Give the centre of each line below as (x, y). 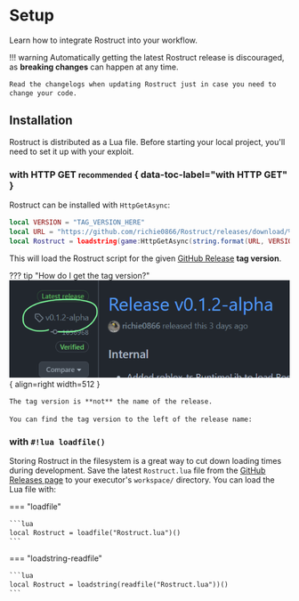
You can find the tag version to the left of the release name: (131, 419)
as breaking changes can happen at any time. (94, 67)
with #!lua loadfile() (57, 442)
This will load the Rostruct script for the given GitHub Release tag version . (145, 258)
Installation (41, 121)
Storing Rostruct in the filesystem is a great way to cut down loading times (145, 461)
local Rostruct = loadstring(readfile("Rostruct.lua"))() (119, 585)
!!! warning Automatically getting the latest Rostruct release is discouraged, (147, 57)
